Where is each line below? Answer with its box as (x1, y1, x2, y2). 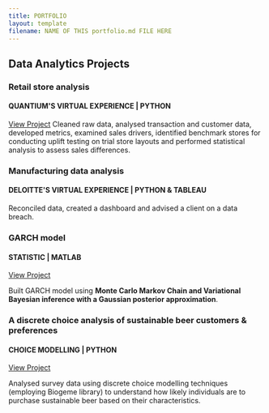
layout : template (8, 19, 67, 28)
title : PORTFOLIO (8, 11, 67, 20)
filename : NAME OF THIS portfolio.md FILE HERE (8, 27, 173, 35)
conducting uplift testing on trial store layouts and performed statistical (8, 136, 246, 146)
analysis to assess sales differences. (8, 145, 131, 155)
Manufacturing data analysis (8, 165, 124, 177)
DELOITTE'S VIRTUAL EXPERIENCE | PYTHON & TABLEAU (8, 185, 207, 195)
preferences (8, 325, 58, 336)
